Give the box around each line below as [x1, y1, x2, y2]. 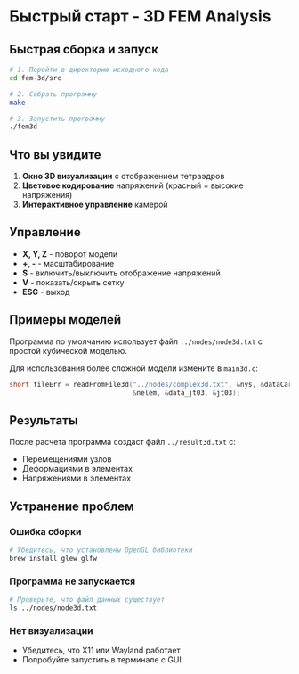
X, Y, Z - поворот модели [21, 248, 118, 259]
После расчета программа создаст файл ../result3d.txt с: [9, 437, 236, 448]
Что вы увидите [9, 147, 101, 162]
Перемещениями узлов [21, 454, 112, 464]
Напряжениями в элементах [21, 473, 132, 483]
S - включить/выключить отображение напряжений [21, 267, 221, 278]
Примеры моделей [9, 312, 122, 327]
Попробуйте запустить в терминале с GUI [21, 654, 182, 665]
